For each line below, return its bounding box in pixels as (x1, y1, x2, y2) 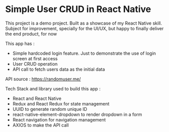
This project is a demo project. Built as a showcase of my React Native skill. (5, 20, 162, 26)
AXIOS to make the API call (12, 122, 69, 128)
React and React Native (12, 95, 62, 101)
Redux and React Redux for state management (12, 100, 109, 106)
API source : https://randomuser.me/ (5, 76, 81, 82)
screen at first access (12, 55, 58, 61)
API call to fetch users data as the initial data (12, 66, 105, 72)
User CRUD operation (12, 61, 58, 67)
